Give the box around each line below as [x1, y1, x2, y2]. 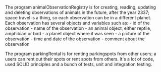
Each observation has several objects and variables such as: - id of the [5, 20, 150, 26]
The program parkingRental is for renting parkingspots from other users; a [5, 51, 157, 57]
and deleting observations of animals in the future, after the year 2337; [5, 9, 150, 15]
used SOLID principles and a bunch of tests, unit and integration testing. [5, 62, 152, 67]
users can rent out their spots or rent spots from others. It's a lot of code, [5, 56, 155, 62]
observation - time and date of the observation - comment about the [5, 36, 145, 42]
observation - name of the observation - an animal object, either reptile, [5, 25, 152, 31]
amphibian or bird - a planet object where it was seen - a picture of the [5, 31, 150, 36]
